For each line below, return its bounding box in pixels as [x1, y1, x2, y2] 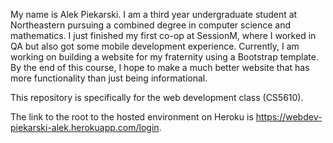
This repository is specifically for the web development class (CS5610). [10, 92, 304, 103]
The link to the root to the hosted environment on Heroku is [10, 111, 254, 123]
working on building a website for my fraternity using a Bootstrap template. [10, 51, 319, 63]
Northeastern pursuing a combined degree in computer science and [10, 19, 292, 31]
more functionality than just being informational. [10, 72, 208, 84]
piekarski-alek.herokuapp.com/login [10, 122, 160, 133]
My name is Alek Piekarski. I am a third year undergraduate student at [10, 9, 298, 20]
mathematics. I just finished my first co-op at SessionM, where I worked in [10, 30, 317, 41]
